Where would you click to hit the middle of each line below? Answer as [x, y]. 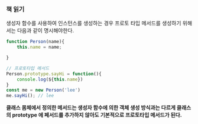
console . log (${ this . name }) [50, 79]
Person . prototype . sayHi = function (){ [54, 74]
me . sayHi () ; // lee [30, 96]
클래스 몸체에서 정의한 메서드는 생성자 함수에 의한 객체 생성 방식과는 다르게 [91, 108]
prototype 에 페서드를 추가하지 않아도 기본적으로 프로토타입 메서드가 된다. [97, 115]
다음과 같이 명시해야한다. [46, 31]
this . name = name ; [39, 47]
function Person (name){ [35, 42]
